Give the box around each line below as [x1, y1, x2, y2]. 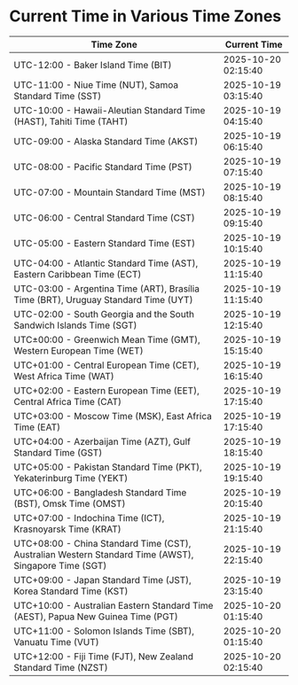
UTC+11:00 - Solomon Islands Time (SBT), [13, 625, 195, 637]
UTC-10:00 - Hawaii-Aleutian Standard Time [13, 104, 206, 116]
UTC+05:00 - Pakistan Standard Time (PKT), [13, 461, 202, 473]
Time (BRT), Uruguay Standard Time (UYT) [13, 293, 193, 306]
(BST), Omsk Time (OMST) [13, 497, 126, 510]
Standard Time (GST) [13, 446, 103, 458]
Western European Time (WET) [13, 344, 144, 356]
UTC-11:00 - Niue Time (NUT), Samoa [13, 78, 179, 90]
